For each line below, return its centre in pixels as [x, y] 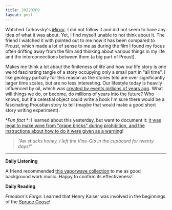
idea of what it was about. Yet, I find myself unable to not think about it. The [85, 35]
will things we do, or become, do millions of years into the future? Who [80, 94]
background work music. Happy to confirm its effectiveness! [69, 176]
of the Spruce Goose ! [28, 202]
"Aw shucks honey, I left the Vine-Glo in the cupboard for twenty [86, 141]
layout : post [19, 15]
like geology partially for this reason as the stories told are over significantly [85, 77]
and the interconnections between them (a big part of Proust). [71, 56]
